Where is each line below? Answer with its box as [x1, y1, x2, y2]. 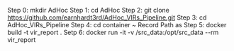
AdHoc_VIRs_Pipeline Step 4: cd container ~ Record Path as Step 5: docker [7, 21, 227, 29]
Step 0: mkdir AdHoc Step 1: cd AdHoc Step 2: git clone [7, 6, 170, 14]
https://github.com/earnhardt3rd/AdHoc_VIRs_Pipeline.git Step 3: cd [7, 13, 207, 22]
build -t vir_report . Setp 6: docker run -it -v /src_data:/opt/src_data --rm [7, 28, 219, 36]
